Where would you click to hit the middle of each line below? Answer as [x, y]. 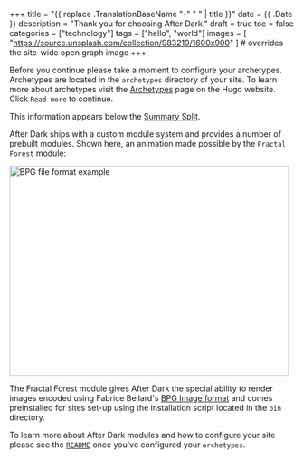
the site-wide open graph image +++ [78, 53]
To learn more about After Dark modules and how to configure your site [142, 435]
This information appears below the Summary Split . [105, 116]
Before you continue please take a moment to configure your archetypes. [146, 70]
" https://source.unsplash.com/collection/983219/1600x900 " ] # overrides [147, 43]
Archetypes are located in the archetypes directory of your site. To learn [143, 80]
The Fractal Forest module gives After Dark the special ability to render [141, 388]
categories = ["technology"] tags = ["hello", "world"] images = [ [128, 33]
